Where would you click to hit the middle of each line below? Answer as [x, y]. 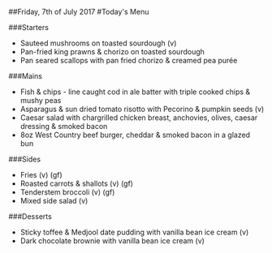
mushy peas [41, 100]
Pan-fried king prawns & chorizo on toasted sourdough [112, 51]
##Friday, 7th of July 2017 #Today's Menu [79, 12]
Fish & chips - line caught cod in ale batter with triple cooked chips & [135, 92]
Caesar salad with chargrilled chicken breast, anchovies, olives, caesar [139, 118]
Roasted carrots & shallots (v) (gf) [77, 183]
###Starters [28, 27]
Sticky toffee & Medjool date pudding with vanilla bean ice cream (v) [134, 232]
